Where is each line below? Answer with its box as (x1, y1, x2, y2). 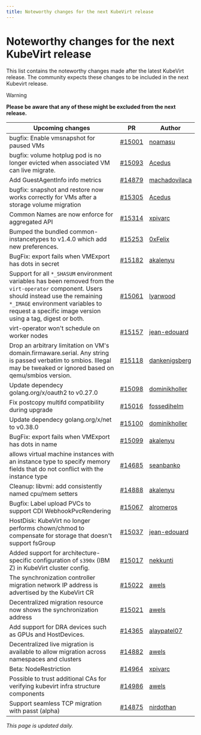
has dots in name (9, 440, 57, 448)
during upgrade (9, 406, 53, 414)
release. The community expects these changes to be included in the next (6, 73, 189, 81)
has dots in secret (9, 259, 60, 268)
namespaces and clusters (9, 655, 82, 663)
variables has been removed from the (9, 277, 115, 285)
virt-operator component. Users (9, 284, 103, 292)
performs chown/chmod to (9, 524, 85, 532)
